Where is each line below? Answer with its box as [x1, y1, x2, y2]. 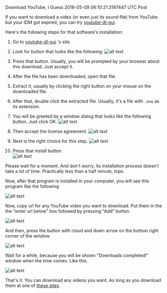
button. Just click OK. [12, 119, 58, 125]
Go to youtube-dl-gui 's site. [12, 39, 71, 45]
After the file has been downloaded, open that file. [12, 73, 116, 79]
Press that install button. [12, 148, 63, 154]
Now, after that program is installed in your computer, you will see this [5, 178, 149, 184]
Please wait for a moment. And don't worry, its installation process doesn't [5, 163, 159, 169]
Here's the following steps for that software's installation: [5, 29, 123, 35]
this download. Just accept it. [12, 64, 74, 69]
